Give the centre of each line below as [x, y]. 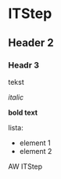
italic [16, 97]
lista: [16, 127]
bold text [23, 112]
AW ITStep [25, 166]
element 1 [35, 143]
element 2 [36, 151]
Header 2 [31, 43]
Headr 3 [24, 65]
